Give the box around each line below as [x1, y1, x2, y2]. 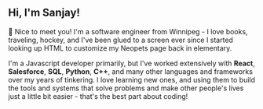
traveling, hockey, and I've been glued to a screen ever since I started [8, 35, 234, 44]
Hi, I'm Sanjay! [8, 6, 81, 19]
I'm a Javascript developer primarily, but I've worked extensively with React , [8, 58, 255, 68]
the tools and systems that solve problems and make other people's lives [8, 83, 244, 93]
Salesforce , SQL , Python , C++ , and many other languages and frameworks [8, 66, 254, 76]
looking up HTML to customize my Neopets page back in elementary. [8, 43, 232, 53]
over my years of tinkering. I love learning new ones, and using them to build [8, 75, 256, 84]
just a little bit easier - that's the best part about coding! [8, 91, 188, 100]
